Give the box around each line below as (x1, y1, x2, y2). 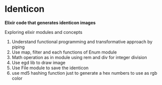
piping (11, 44, 25, 50)
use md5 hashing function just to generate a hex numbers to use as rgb (11, 70, 158, 76)
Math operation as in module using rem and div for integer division (11, 54, 147, 60)
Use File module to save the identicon (11, 65, 89, 71)
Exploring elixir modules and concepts (4, 29, 82, 35)
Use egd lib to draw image (11, 59, 66, 65)
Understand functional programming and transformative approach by (11, 38, 153, 45)
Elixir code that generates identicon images (4, 20, 96, 26)
